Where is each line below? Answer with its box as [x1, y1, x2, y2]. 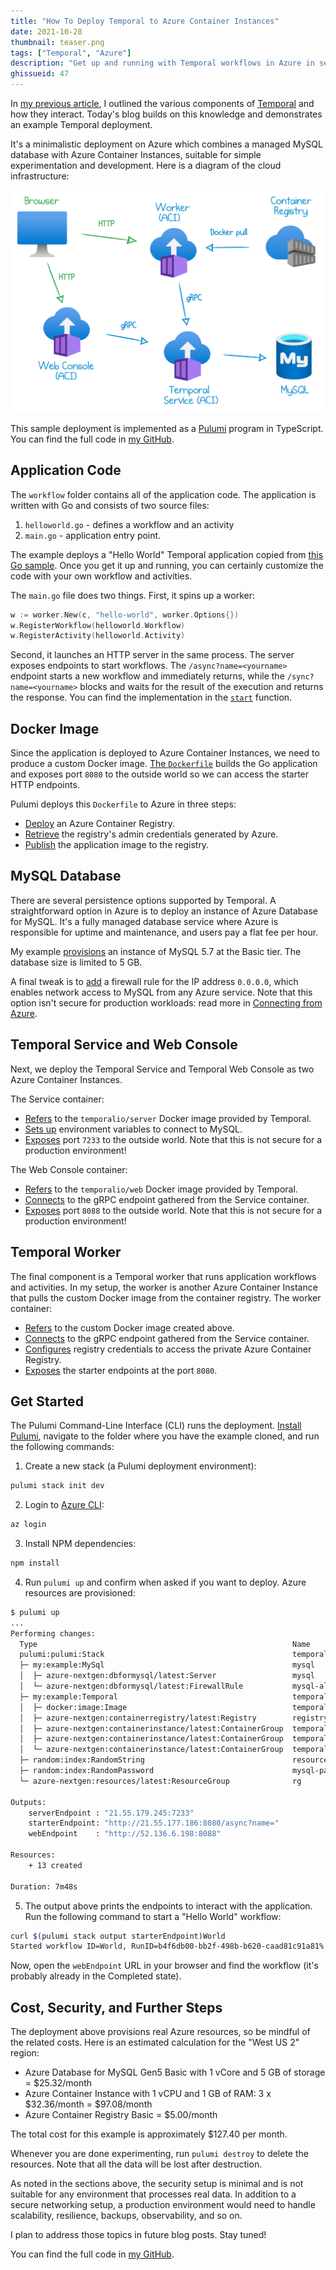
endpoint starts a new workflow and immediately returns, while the [10, 670, 285, 682]
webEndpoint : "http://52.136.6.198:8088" [28, 1829, 222, 1839]
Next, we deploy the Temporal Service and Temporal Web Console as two [10, 1063, 315, 1075]
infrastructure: [10, 170, 70, 182]
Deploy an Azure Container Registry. [24, 818, 175, 830]
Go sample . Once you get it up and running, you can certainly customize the [10, 559, 324, 571]
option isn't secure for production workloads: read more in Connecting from [10, 996, 323, 1009]
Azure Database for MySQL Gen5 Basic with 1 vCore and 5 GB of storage [24, 2066, 326, 2079]
